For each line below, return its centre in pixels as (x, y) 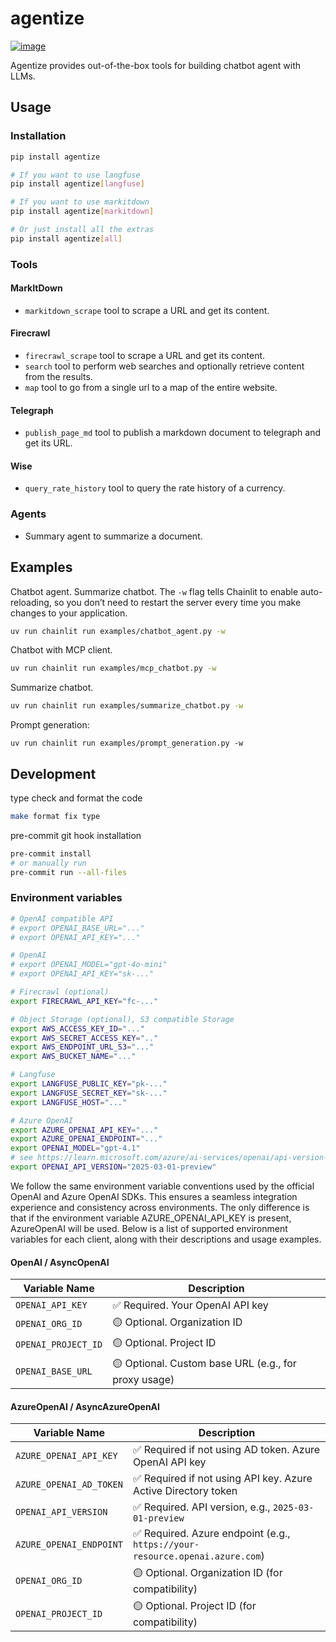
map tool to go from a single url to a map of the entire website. (151, 388)
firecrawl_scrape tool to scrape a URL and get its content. (145, 356)
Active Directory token (185, 1491)
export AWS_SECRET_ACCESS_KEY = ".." (84, 1038)
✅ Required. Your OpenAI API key (190, 1305)
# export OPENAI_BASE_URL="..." (77, 928)
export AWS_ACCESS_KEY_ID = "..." (77, 1028)
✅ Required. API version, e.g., (201, 1507)
